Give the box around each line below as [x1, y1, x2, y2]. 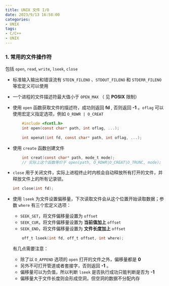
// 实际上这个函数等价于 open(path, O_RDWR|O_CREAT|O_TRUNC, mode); [22, 160, 162, 165]
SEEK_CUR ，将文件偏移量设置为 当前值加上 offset [20, 219, 121, 226]
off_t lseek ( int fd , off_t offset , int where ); [22, 236, 124, 241]
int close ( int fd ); [12, 186, 54, 191]
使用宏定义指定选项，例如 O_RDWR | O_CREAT [12, 111, 104, 117]
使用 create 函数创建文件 [12, 145, 65, 151]
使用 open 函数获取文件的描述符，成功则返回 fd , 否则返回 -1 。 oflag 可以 [12, 104, 164, 111]
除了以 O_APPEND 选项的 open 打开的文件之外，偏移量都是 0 [20, 257, 141, 263]
